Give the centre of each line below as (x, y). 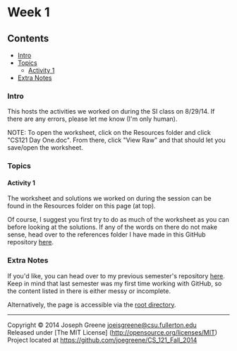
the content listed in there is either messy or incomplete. (89, 291)
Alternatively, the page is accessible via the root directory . (92, 304)
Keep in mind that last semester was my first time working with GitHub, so (115, 283)
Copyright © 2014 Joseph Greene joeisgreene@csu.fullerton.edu (102, 325)
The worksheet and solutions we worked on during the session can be (109, 198)
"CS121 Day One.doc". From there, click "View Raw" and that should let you (116, 140)
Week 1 (29, 12)
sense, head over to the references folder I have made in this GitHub (107, 234)
